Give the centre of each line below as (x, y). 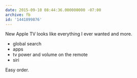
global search (27, 44)
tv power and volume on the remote (50, 55)
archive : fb (18, 15)
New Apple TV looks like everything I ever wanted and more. (69, 34)
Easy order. (17, 70)
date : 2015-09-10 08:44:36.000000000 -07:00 (53, 10)
